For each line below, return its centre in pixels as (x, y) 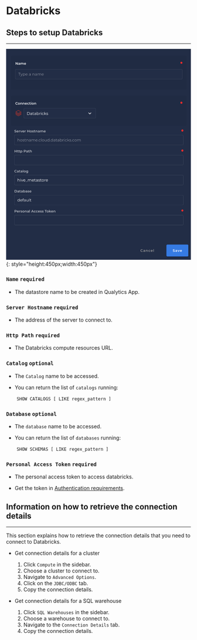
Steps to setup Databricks (55, 33)
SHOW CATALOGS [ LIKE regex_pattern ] (64, 399)
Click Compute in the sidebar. (57, 565)
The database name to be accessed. (58, 426)
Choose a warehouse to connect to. (67, 619)
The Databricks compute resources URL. (64, 348)
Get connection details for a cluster (57, 553)
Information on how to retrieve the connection (92, 507)
